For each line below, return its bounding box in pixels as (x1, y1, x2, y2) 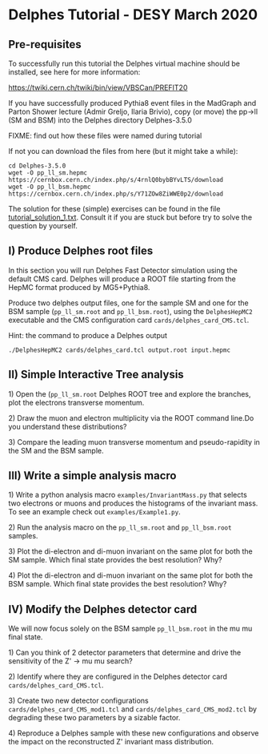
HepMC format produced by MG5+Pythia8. (8, 282, 150, 292)
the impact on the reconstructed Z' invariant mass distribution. (8, 737, 214, 747)
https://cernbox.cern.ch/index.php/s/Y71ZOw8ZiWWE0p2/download (8, 190, 224, 198)
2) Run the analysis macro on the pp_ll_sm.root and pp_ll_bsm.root (8, 522, 232, 532)
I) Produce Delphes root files (8, 244, 154, 258)
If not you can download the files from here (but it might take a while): (8, 147, 238, 155)
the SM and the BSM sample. (8, 446, 104, 455)
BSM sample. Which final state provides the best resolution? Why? (8, 579, 227, 589)
